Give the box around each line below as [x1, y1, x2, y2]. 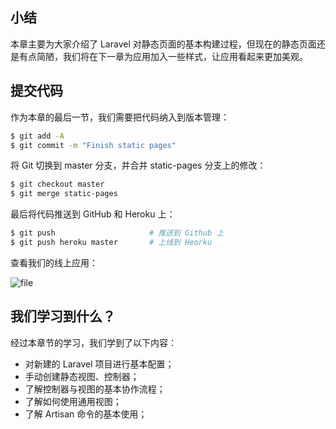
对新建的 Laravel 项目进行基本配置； [24, 358, 175, 370]
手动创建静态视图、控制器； [24, 370, 140, 382]
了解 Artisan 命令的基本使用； [24, 408, 148, 420]
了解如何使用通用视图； [24, 395, 122, 407]
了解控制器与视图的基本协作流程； [24, 383, 166, 395]
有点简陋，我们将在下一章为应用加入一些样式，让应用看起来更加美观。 [18, 50, 308, 62]
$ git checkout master [10, 179, 105, 190]
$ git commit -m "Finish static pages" [10, 140, 177, 150]
